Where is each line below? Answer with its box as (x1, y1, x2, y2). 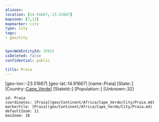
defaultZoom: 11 (5, 108, 39, 114)
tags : (5, 30, 16, 35)
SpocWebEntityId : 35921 (5, 48, 55, 53)
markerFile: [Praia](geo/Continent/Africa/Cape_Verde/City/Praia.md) (5, 104, 153, 109)
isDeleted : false (5, 53, 41, 58)
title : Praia (5, 67, 32, 72)
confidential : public (5, 58, 50, 63)
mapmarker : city (5, 21, 39, 26)
